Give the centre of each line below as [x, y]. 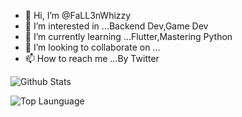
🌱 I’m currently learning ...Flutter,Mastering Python [128, 36]
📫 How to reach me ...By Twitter [92, 58]
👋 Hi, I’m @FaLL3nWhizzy [78, 15]
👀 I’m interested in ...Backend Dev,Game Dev [116, 26]
